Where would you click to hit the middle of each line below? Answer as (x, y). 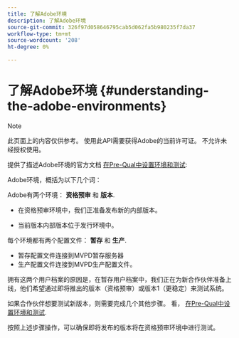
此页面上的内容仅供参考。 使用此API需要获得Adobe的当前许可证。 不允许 (114, 140)
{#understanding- (155, 91)
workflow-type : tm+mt (39, 34)
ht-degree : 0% (28, 47)
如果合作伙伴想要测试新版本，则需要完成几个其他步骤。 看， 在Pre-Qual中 (116, 303)
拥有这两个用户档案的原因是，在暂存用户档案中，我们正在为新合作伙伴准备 (116, 279)
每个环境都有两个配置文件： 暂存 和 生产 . (67, 240)
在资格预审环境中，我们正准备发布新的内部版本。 (89, 210)
